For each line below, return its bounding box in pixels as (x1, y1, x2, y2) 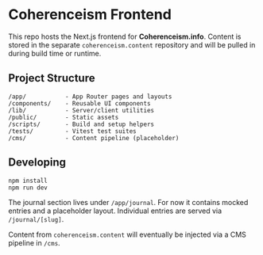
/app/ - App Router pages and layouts (8, 93, 172, 101)
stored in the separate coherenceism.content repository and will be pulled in (8, 40, 256, 49)
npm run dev (8, 184, 48, 192)
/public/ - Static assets (8, 113, 119, 121)
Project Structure (8, 71, 95, 85)
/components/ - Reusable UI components (8, 99, 151, 108)
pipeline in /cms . (8, 238, 61, 247)
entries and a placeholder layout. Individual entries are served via (8, 206, 222, 215)
